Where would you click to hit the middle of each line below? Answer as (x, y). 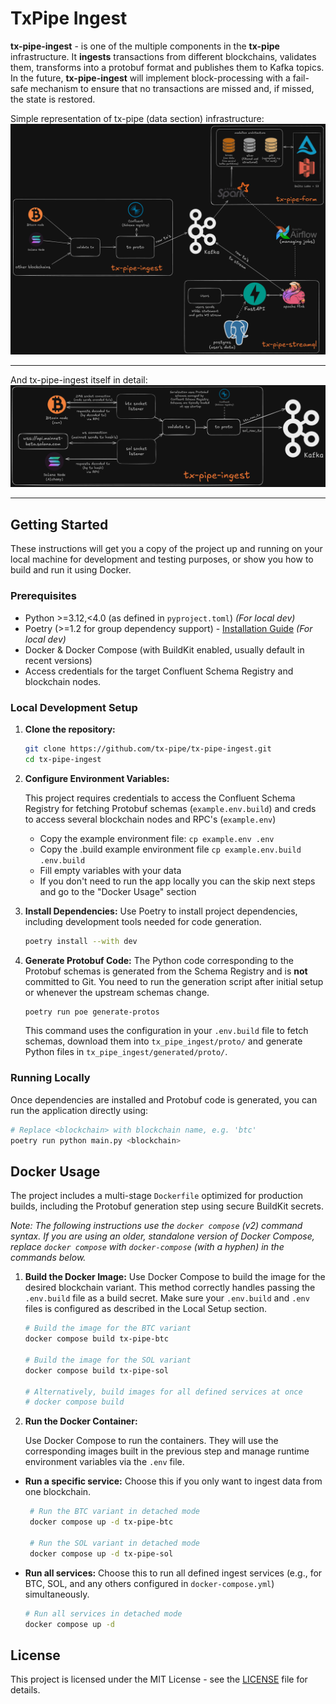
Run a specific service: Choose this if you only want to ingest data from (173, 1481)
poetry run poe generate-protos (92, 1012)
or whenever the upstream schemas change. (117, 992)
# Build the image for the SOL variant (108, 1360)
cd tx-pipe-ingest (63, 759)
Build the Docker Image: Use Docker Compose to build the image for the (175, 1277)
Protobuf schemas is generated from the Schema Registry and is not (166, 971)
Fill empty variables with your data (110, 870)
